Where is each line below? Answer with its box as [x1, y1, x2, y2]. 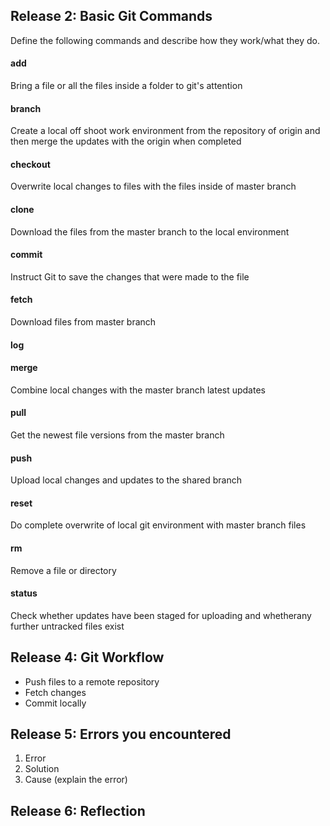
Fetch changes [24, 686, 87, 698]
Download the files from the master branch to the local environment [10, 225, 290, 238]
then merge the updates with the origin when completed [10, 135, 242, 148]
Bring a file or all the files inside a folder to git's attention [10, 80, 243, 92]
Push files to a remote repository [24, 675, 160, 688]
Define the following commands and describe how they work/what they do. [10, 34, 320, 46]
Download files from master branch [10, 316, 157, 328]
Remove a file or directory [10, 564, 117, 576]
